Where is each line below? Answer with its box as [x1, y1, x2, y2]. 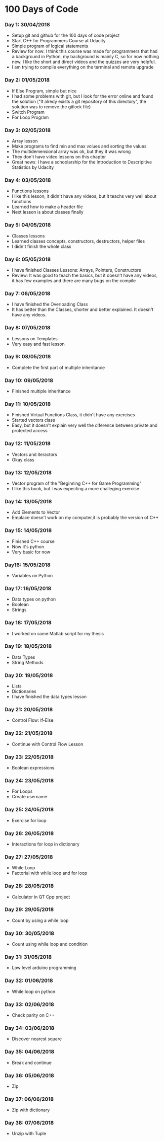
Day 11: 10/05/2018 [4, 401, 51, 408]
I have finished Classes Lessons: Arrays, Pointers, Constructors [11, 267, 141, 273]
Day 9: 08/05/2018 [4, 353, 51, 360]
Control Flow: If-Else [11, 717, 54, 723]
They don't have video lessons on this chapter [11, 154, 106, 160]
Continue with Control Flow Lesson [11, 741, 83, 747]
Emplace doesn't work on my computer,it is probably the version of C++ [11, 515, 159, 521]
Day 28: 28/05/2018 [4, 883, 54, 890]
